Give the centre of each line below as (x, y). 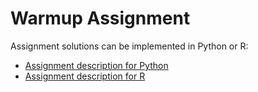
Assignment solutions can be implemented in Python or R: (129, 46)
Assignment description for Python (96, 65)
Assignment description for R (85, 76)
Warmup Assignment (100, 18)
